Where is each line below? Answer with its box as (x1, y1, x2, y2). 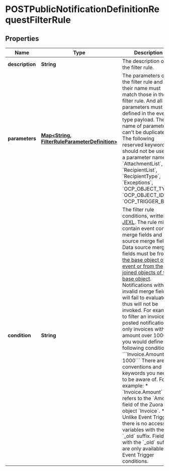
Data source (122, 244, 151, 251)
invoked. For (122, 307, 152, 313)
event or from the (122, 263, 163, 270)
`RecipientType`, (122, 173, 161, 180)
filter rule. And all (122, 97, 162, 104)
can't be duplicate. (122, 129, 166, 135)
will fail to (122, 294, 145, 301)
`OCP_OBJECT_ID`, (122, 192, 167, 198)
